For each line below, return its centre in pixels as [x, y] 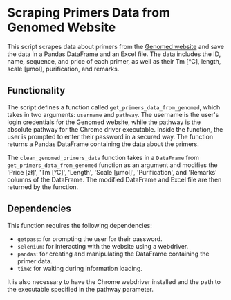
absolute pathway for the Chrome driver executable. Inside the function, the [115, 129]
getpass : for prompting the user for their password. [90, 239]
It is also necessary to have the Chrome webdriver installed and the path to [114, 281]
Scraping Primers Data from [89, 13]
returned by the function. [43, 187]
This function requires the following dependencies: [80, 225]
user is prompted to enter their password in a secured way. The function [110, 136]
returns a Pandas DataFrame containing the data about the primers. [103, 144]
